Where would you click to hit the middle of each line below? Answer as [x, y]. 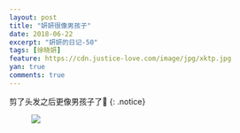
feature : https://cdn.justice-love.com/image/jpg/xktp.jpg [120, 59]
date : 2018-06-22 [41, 34]
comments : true [37, 75]
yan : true [27, 67]
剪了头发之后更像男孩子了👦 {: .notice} [77, 101]
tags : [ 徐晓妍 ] [35, 51]
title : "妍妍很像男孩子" [50, 26]
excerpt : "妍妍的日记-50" [54, 42]
